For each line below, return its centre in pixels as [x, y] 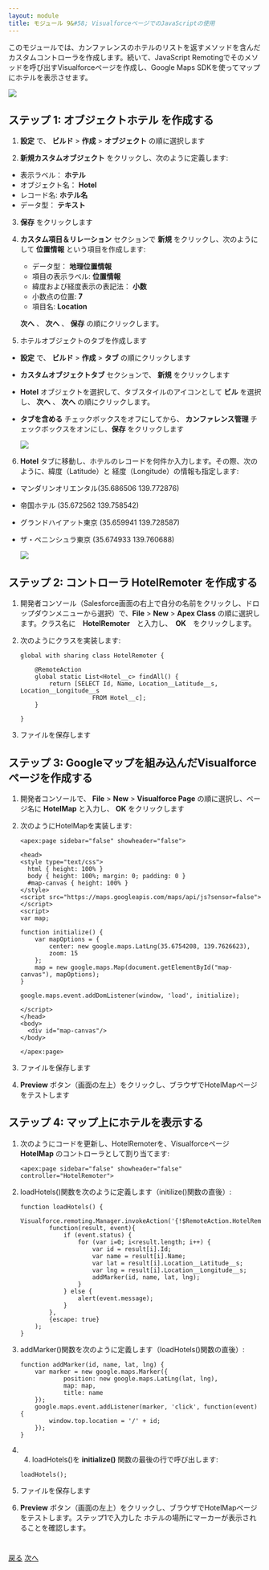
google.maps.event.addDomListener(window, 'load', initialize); [130, 996]
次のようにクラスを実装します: [70, 640]
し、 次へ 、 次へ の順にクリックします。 [87, 402]
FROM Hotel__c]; [119, 698]
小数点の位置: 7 [57, 296]
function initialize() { [61, 932]
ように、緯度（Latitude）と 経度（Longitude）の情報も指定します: [129, 472]
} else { [77, 1291]
